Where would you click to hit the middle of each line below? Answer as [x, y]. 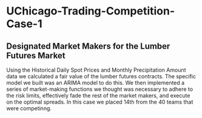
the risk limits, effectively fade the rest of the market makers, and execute [98, 95]
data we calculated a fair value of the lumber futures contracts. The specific [101, 76]
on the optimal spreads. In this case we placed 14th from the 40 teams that [100, 102]
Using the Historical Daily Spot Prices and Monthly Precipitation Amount [96, 70]
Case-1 [24, 24]
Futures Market [36, 55]
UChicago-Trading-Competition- [91, 11]
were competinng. [29, 108]
